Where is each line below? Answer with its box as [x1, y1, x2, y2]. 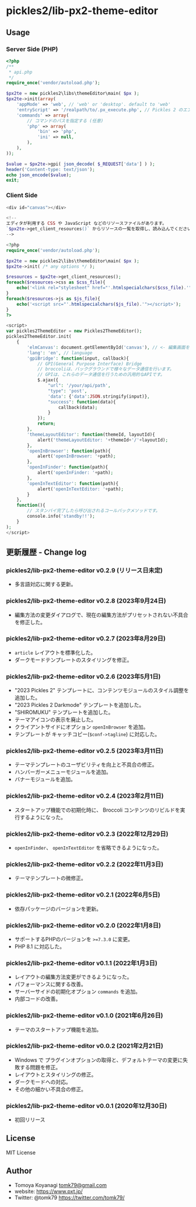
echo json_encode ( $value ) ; [6, 172, 72, 178]
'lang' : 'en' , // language [27, 350, 93, 355]
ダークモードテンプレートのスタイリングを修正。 [14, 656, 132, 663]
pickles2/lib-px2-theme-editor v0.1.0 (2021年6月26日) [6, 1011, 163, 1020]
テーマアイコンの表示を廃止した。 [14, 716, 97, 723]
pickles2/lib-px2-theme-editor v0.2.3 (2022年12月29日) [6, 830, 169, 838]
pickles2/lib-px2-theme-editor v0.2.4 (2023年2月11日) [6, 792, 164, 800]
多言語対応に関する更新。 [14, 581, 76, 588]
